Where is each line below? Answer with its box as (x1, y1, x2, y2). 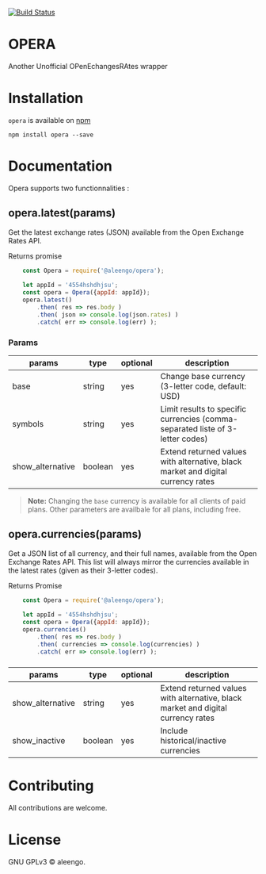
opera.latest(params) (8, 206, 116, 220)
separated (160, 423, 199, 434)
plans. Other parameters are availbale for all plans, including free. (27, 504, 241, 514)
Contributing (8, 776, 94, 795)
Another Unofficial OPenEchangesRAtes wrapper (8, 61, 168, 71)
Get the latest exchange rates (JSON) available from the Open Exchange (8, 227, 244, 237)
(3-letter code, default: (160, 381, 247, 392)
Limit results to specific (160, 403, 247, 414)
